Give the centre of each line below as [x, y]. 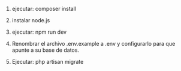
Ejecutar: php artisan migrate [48, 62]
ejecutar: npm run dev [39, 32]
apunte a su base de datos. [46, 50]
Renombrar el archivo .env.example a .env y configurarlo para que [93, 44]
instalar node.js [31, 20]
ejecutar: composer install [44, 9]
